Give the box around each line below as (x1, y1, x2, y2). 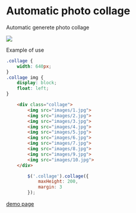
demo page (6, 201, 34, 208)
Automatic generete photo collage (6, 24, 90, 31)
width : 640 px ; (17, 63, 52, 69)
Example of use (6, 46, 45, 53)
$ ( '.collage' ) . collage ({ (27, 173, 89, 179)
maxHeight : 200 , (37, 179, 78, 185)
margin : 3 (37, 184, 62, 190)
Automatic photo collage (6, 4, 131, 18)
